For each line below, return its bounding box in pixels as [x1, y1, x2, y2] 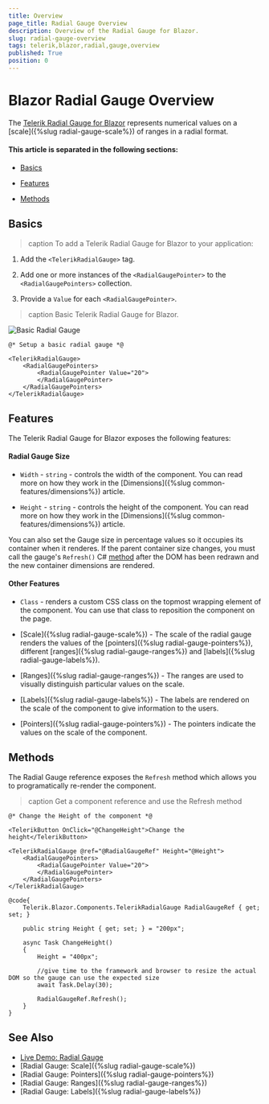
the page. [19, 614, 52, 624]
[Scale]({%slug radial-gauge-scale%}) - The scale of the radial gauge [19, 629, 252, 640]
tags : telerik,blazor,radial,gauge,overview [8, 42, 160, 50]
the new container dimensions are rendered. [8, 560, 155, 570]
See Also [8, 1031, 54, 1044]
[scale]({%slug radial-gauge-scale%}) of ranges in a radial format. [8, 126, 229, 136]
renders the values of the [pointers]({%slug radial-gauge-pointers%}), [19, 638, 253, 648]
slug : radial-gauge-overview [8, 34, 106, 43]
